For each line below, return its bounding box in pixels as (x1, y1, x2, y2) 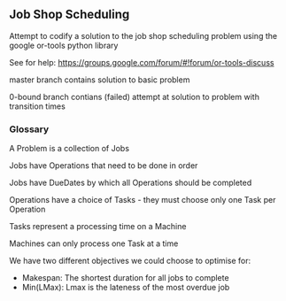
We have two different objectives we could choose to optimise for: (9, 256, 251, 266)
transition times (9, 101, 66, 112)
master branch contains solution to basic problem (9, 74, 190, 85)
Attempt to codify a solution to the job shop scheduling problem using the (9, 30, 277, 41)
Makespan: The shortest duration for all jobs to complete (21, 273, 229, 283)
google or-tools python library (9, 40, 119, 50)
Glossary (9, 123, 50, 135)
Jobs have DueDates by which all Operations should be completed (9, 177, 252, 189)
